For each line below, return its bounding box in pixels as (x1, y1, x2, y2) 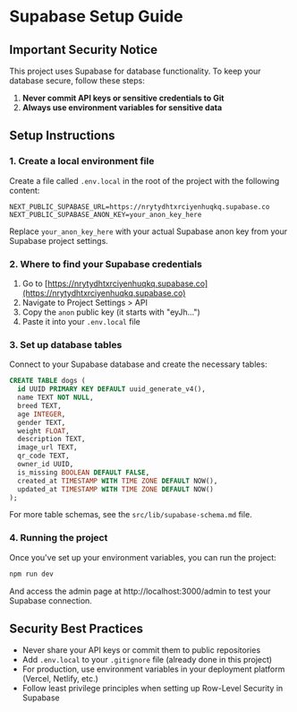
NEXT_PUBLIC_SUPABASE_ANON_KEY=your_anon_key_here (9, 210, 202, 219)
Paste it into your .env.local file (21, 316, 141, 326)
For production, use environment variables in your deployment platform (21, 664, 285, 674)
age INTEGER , (17, 410, 66, 419)
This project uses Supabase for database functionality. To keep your (9, 65, 261, 76)
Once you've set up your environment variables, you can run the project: (9, 551, 277, 562)
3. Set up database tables (9, 338, 123, 351)
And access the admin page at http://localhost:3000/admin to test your (9, 586, 271, 596)
